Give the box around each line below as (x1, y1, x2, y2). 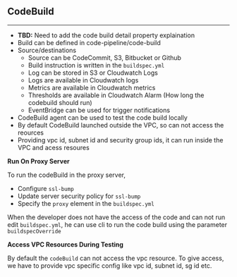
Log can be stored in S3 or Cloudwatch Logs (28, 68, 159, 77)
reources (17, 128, 44, 137)
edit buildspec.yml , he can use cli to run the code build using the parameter (7, 220, 228, 228)
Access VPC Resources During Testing (7, 240, 123, 249)
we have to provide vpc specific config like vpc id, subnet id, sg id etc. (7, 261, 212, 270)
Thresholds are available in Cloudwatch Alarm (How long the (28, 91, 205, 99)
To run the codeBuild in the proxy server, (7, 171, 126, 179)
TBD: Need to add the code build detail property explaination (17, 31, 195, 39)
